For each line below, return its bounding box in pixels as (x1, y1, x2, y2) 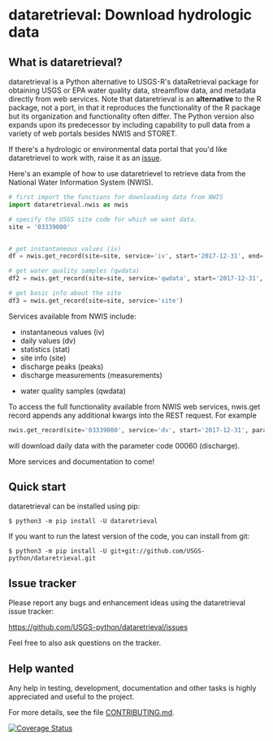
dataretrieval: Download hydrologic (8, 6, 253, 24)
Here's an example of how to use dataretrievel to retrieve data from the (8, 169, 246, 178)
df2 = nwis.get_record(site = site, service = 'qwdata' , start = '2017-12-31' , (8, 275, 264, 283)
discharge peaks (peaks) (19, 362, 104, 371)
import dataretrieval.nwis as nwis (8, 201, 129, 209)
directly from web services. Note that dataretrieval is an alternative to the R (8, 94, 262, 103)
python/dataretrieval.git (8, 554, 96, 562)
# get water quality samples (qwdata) (8, 266, 140, 275)
